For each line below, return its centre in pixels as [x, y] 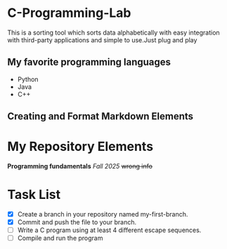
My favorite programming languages [89, 62]
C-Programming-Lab [69, 13]
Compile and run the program [60, 238]
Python [28, 79]
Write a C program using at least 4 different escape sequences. [109, 230]
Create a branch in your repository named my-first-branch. [103, 214]
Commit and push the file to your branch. [77, 222]
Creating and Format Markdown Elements [100, 117]
